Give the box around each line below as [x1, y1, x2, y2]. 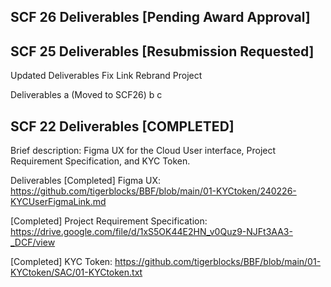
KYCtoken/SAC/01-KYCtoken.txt [10, 266, 143, 279]
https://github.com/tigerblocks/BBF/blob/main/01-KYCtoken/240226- [10, 185, 297, 197]
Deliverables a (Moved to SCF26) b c [10, 89, 163, 101]
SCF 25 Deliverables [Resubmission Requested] [10, 43, 315, 60]
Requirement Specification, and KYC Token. [10, 155, 191, 167]
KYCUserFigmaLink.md [10, 196, 107, 208]
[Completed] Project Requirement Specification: [10, 215, 208, 227]
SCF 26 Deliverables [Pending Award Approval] [10, 9, 311, 26]
